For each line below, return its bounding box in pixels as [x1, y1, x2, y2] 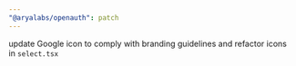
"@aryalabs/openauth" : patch [8, 13, 119, 23]
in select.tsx [8, 47, 59, 59]
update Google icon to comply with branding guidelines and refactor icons [8, 38, 288, 49]
